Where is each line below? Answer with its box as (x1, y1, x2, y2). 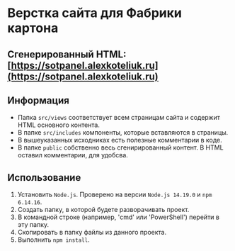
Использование (7, 172, 81, 184)
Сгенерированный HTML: (7, 48, 127, 60)
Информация (7, 94, 69, 106)
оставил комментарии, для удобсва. (17, 151, 129, 160)
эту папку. (17, 221, 50, 229)
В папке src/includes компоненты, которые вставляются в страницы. (17, 128, 229, 137)
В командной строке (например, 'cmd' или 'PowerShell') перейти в (17, 213, 219, 221)
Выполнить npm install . (17, 235, 90, 244)
